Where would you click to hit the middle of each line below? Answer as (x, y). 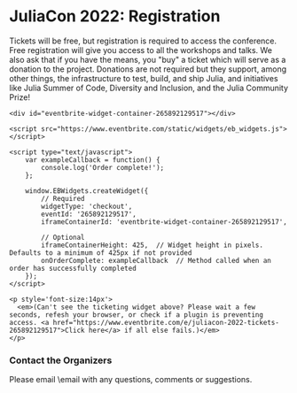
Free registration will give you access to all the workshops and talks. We (141, 50)
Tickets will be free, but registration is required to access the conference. (143, 41)
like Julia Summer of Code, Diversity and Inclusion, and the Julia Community (149, 88)
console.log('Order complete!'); (103, 167)
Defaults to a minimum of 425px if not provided (101, 253)
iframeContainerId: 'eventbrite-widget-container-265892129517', (164, 222)
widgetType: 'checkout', (87, 206)
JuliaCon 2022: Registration (115, 16)
